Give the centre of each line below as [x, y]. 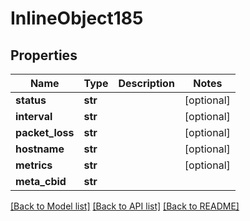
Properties [44, 55]
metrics [34, 165]
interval [34, 116]
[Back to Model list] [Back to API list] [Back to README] [125, 206]
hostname [40, 149]
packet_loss [45, 132]
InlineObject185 [77, 18]
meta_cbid [41, 181]
